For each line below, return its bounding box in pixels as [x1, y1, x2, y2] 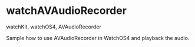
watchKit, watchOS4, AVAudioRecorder [6, 23, 101, 30]
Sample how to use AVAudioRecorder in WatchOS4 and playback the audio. [6, 34, 190, 41]
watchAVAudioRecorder [6, 4, 127, 17]
